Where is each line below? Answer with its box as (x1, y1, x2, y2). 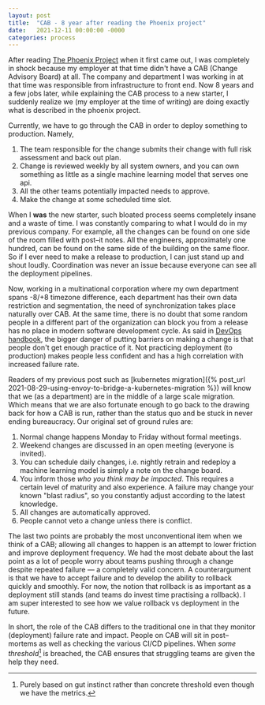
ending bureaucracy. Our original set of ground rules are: (8, 417, 193, 426)
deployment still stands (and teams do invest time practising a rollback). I (8, 590, 246, 600)
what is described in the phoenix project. (8, 106, 141, 115)
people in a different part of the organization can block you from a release (8, 317, 248, 328)
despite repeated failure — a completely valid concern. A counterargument (8, 565, 252, 575)
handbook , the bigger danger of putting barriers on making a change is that (8, 335, 254, 344)
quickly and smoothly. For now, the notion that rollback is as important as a (8, 582, 252, 591)
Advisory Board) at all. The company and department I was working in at (8, 72, 244, 81)
